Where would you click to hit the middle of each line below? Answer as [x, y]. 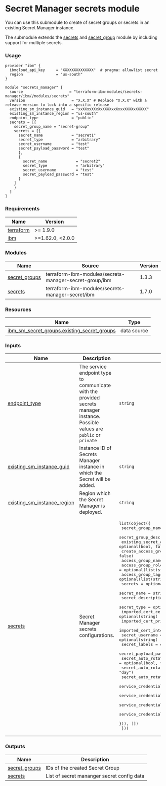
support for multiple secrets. [34, 42]
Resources [18, 310]
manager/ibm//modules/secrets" [37, 96]
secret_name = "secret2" [62, 161]
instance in [92, 467]
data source [134, 331]
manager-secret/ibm [70, 295]
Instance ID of [95, 448]
